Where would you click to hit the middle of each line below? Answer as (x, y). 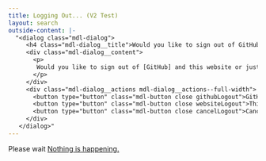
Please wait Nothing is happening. (64, 148)
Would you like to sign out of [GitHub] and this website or (140, 67)
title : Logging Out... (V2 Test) (63, 15)
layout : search (33, 23)
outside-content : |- (42, 30)
